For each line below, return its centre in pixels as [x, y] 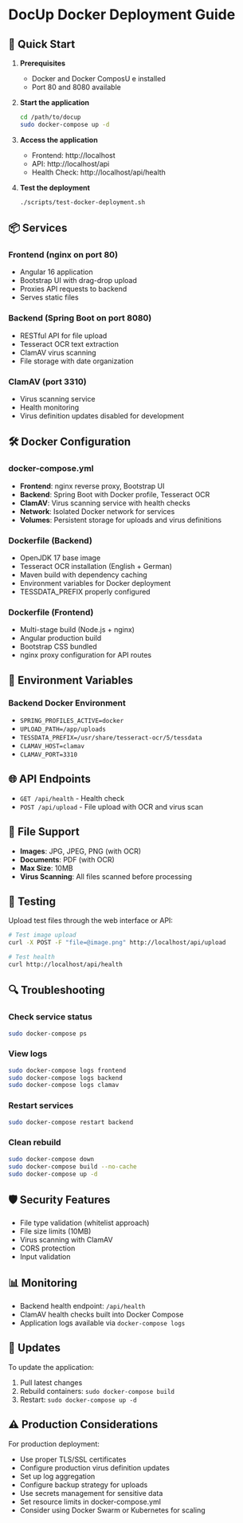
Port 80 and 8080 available [76, 87]
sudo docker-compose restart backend [71, 1122]
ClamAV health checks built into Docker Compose [102, 1315]
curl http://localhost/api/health [66, 964]
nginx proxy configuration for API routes [86, 655]
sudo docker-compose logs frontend [67, 1070]
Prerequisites [43, 63]
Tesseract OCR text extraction [69, 343]
